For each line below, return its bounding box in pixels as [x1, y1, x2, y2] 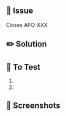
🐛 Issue [6, 6, 33, 16]
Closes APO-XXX [6, 21, 48, 28]
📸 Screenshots [6, 101, 61, 111]
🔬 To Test [6, 62, 41, 72]
